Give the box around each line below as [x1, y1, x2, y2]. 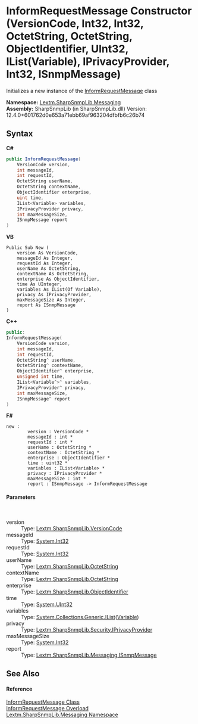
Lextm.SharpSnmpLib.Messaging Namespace [6, 711, 118, 719]
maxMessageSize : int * [27, 476, 86, 482]
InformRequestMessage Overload [6, 705, 89, 712]
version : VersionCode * [27, 429, 89, 435]
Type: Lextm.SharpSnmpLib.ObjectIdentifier [21, 588, 129, 595]
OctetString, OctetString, [6, 30, 133, 43]
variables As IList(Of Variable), [17, 287, 102, 293]
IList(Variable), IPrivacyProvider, [6, 55, 170, 69]
